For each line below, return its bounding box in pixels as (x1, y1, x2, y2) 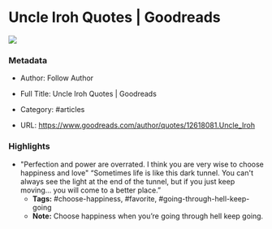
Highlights (8, 140, 50, 152)
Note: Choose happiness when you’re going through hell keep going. (32, 211, 264, 221)
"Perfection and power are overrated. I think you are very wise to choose (19, 159, 264, 169)
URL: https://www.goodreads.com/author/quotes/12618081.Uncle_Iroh (19, 120, 256, 130)
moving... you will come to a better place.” (19, 185, 161, 195)
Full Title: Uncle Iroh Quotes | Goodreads (19, 89, 157, 99)
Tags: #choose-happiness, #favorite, (32, 193, 158, 203)
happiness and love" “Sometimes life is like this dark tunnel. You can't (19, 167, 254, 178)
